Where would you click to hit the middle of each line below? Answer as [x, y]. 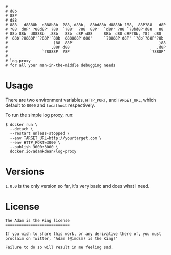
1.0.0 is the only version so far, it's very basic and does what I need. [78, 186]
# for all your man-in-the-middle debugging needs [60, 65]
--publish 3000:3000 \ [34, 147]
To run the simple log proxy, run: [39, 115]
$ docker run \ [22, 124]
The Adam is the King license [38, 220]
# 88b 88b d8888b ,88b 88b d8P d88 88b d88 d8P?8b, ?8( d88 [83, 34]
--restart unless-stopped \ [40, 133]
